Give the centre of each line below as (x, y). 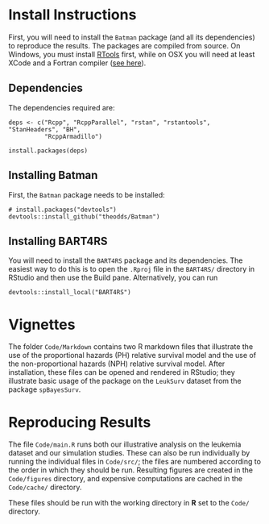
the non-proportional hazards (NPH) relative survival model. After (117, 364)
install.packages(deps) (48, 151)
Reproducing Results (80, 422)
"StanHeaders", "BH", (45, 129)
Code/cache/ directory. (45, 487)
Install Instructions (72, 15)
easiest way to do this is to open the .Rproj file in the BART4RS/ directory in (132, 269)
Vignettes (42, 324)
